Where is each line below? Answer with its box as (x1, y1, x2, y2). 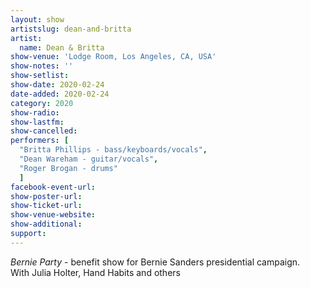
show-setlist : (10, 71, 70, 81)
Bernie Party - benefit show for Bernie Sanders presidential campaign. (10, 256, 301, 268)
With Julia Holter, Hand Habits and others (10, 266, 181, 278)
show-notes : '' (10, 61, 74, 71)
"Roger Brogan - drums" (19, 163, 118, 173)
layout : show (10, 14, 65, 25)
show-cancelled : (10, 126, 78, 136)
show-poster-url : (10, 191, 83, 201)
